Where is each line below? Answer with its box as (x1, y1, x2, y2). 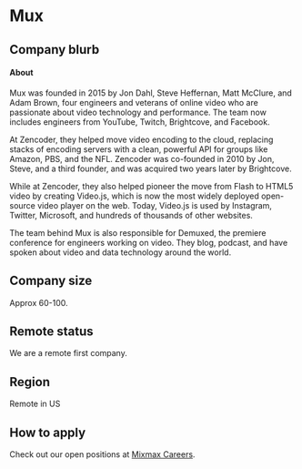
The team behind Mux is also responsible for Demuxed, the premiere (9, 227, 267, 238)
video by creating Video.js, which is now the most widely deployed (9, 190, 259, 201)
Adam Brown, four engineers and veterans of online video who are (9, 97, 259, 107)
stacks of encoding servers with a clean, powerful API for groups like (9, 143, 268, 155)
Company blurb (9, 42, 100, 57)
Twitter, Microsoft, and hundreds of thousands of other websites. (9, 209, 253, 220)
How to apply (9, 424, 86, 440)
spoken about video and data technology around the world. (9, 247, 232, 258)
